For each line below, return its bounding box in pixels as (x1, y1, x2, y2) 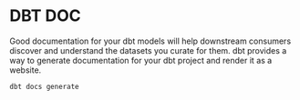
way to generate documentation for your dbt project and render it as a (9, 55, 273, 65)
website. (9, 65, 42, 75)
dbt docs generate (9, 82, 79, 91)
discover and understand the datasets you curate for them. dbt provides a (9, 45, 287, 55)
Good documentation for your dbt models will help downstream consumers (9, 35, 292, 46)
